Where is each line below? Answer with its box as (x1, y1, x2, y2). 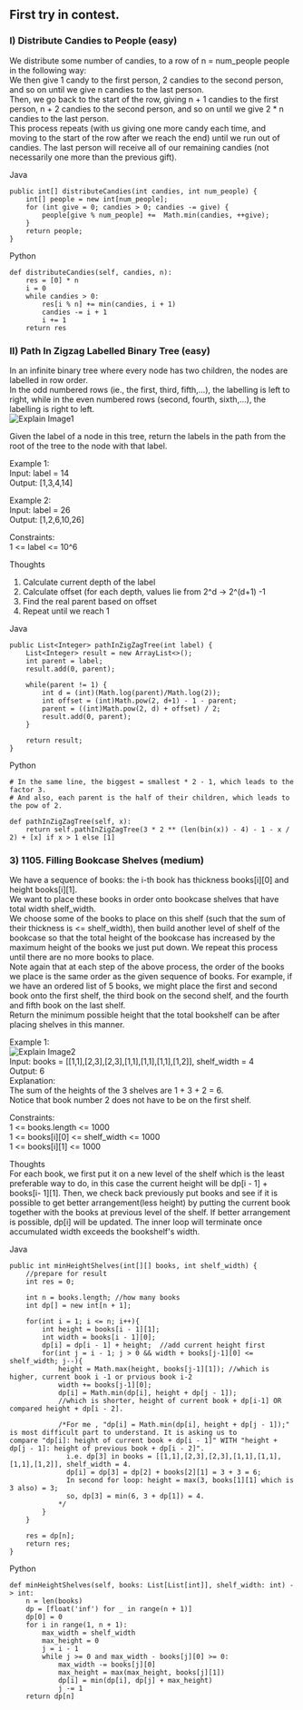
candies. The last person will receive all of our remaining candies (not (9, 142, 269, 152)
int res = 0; (25, 1277, 75, 1287)
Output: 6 (9, 1066, 45, 1076)
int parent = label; (25, 656, 103, 665)
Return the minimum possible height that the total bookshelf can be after (9, 1009, 280, 1020)
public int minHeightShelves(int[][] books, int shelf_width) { (9, 1262, 258, 1271)
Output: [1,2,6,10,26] (9, 514, 84, 525)
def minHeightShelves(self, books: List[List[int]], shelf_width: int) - (9, 1581, 295, 1590)
